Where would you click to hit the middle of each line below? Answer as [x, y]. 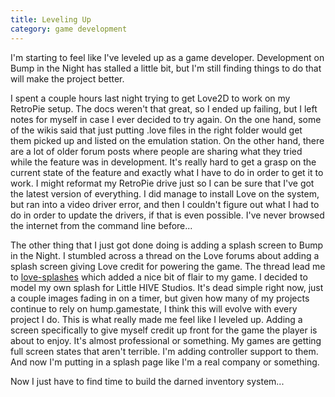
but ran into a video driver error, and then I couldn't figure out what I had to [165, 204]
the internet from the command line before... [101, 225]
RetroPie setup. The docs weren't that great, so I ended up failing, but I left [164, 108]
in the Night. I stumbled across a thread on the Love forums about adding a [165, 255]
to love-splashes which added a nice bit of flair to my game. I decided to [159, 277]
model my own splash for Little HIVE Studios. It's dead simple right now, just [167, 287]
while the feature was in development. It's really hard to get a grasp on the [163, 162]
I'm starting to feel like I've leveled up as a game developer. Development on [167, 57]
